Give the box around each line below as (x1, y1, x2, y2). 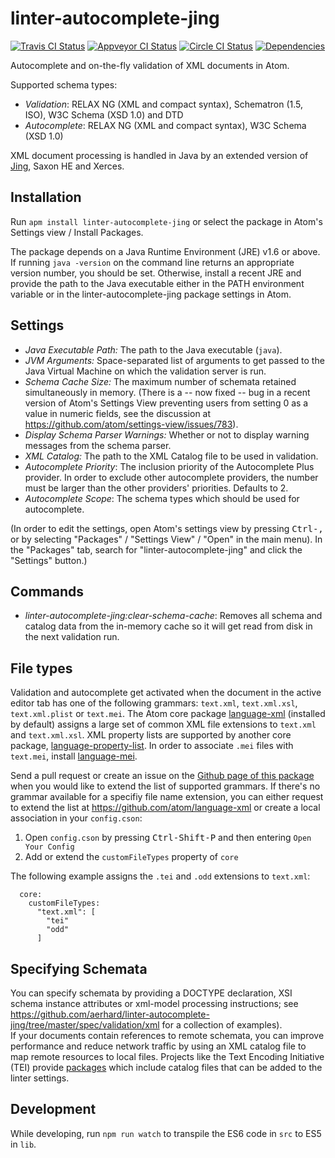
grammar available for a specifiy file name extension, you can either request (10, 791, 324, 803)
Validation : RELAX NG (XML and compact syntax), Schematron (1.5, (24, 98, 304, 110)
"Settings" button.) (10, 554, 88, 566)
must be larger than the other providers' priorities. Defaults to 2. (24, 482, 289, 494)
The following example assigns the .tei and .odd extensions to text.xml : (10, 870, 311, 882)
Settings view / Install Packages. (10, 226, 144, 238)
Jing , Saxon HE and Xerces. (10, 160, 125, 172)
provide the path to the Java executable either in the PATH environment (10, 277, 305, 289)
